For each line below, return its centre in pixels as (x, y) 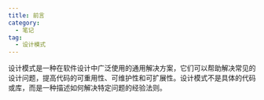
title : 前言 (26, 15)
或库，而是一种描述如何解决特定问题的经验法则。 (87, 88)
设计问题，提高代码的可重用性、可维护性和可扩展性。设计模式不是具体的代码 (132, 78)
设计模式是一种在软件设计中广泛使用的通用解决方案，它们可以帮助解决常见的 (132, 69)
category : (24, 23)
